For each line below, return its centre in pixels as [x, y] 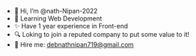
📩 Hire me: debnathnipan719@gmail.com [74, 45]
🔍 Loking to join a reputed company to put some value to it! [102, 34]
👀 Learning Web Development [58, 18]
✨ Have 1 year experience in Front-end [71, 26]
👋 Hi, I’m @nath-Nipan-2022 [56, 11]
